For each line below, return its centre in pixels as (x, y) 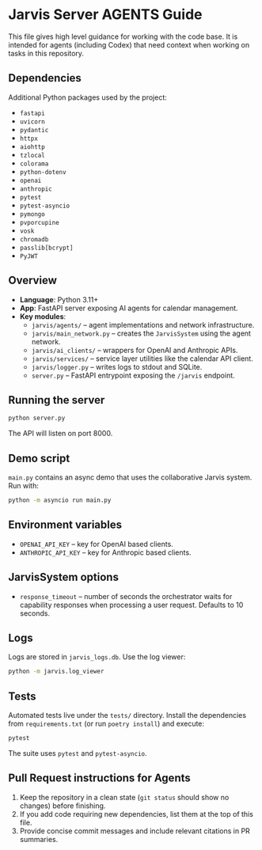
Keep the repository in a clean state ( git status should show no (124, 797)
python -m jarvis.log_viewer (56, 672)
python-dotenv (43, 172)
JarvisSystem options (63, 577)
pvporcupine (39, 222)
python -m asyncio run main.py (60, 500)
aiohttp (32, 147)
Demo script (39, 458)
